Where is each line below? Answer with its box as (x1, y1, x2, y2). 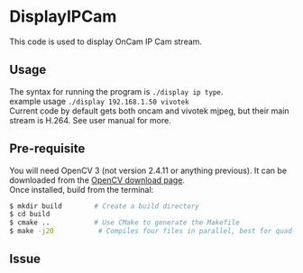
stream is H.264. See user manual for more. (9, 114, 171, 125)
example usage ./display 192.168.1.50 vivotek (9, 96, 189, 106)
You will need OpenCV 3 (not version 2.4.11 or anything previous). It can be (9, 165, 287, 176)
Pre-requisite (9, 141, 86, 157)
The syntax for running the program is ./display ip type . (9, 86, 224, 96)
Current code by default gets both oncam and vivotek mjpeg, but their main (9, 105, 290, 116)
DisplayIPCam (9, 6, 117, 27)
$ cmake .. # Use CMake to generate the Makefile (9, 218, 241, 227)
